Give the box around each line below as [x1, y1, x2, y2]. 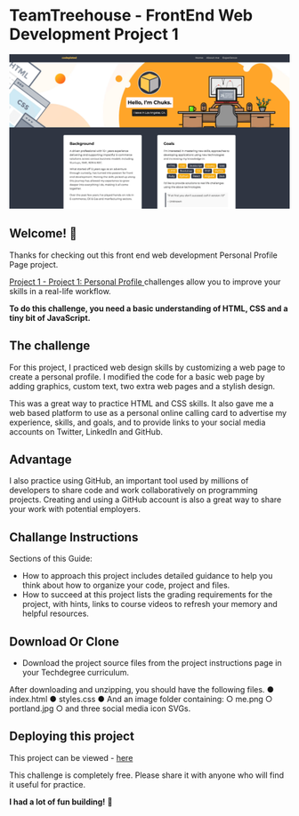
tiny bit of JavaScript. [9, 312, 91, 323]
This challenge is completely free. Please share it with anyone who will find [9, 770, 285, 780]
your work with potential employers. [9, 504, 141, 515]
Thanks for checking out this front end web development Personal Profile [9, 250, 278, 260]
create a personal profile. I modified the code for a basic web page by [9, 371, 265, 382]
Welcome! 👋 [9, 226, 77, 241]
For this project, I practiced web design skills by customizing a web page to [9, 362, 286, 372]
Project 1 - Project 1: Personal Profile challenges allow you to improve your [9, 276, 281, 287]
